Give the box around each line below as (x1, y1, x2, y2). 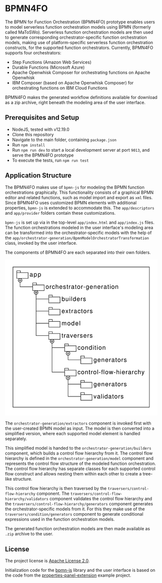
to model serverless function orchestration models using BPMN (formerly (5, 24, 151, 30)
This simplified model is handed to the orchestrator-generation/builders (5, 445, 151, 451)
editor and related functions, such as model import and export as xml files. (5, 194, 153, 200)
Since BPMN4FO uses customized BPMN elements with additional (5, 200, 137, 205)
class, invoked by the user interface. (5, 240, 77, 246)
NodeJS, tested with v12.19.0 (12, 126, 70, 132)
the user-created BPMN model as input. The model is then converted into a (5, 425, 155, 431)
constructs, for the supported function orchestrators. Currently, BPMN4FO (5, 45, 153, 50)
